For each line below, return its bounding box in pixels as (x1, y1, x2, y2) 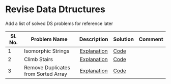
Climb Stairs (23, 55, 53, 63)
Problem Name (31, 36, 68, 43)
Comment (138, 36, 163, 43)
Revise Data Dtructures (5, 4, 105, 15)
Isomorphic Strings (23, 47, 70, 54)
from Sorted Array (23, 70, 68, 77)
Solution (113, 36, 134, 43)
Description (79, 36, 108, 43)
